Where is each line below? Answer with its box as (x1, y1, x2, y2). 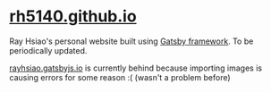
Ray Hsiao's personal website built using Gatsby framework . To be (9, 36, 254, 46)
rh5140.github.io (9, 6, 137, 27)
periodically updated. (9, 45, 88, 55)
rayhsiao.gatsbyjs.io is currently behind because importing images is (9, 63, 262, 73)
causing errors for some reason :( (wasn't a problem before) (9, 71, 231, 82)
